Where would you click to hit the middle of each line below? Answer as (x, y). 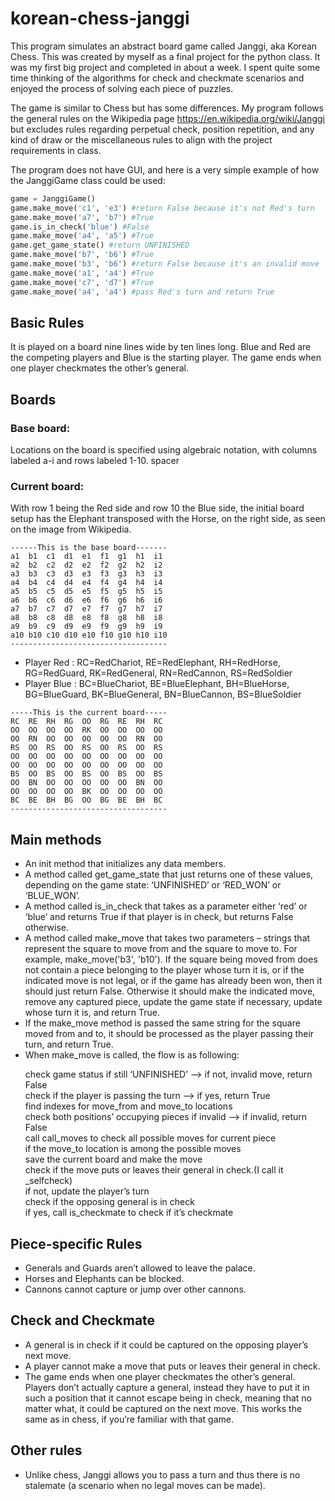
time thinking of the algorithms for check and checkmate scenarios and (157, 78)
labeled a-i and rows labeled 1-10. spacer (95, 461)
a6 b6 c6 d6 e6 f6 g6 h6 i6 (86, 600)
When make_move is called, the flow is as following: (132, 1055)
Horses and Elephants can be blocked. (104, 1278)
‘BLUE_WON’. (52, 896)
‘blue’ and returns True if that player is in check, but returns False (159, 917)
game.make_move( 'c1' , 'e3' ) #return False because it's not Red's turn (162, 208)
